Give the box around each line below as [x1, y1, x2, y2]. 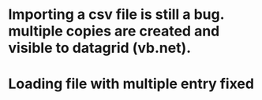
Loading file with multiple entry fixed [8, 75, 255, 93]
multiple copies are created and [8, 22, 220, 40]
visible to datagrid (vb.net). [8, 39, 192, 57]
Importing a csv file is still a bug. [8, 6, 225, 24]
